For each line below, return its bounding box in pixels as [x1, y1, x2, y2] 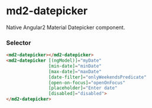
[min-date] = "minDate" [48, 63, 102, 69]
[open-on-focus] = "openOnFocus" [48, 80, 126, 85]
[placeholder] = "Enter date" [48, 85, 118, 91]
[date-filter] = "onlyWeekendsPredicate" [48, 74, 147, 80]
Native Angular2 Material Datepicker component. [6, 24, 125, 31]
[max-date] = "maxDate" [48, 68, 102, 75]
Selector [6, 39, 31, 47]
